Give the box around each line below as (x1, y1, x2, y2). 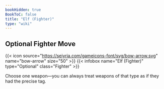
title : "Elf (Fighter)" (5, 16, 55, 21)
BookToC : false (5, 12, 37, 17)
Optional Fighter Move (5, 39, 76, 48)
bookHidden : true (5, 7, 41, 12)
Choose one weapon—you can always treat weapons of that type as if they (5, 73, 159, 79)
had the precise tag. (5, 78, 46, 85)
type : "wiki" (5, 21, 32, 26)
